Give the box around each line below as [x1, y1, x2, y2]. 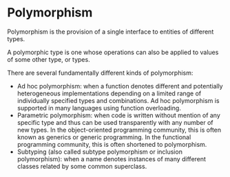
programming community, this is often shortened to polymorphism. [17, 140, 207, 148]
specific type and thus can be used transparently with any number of [17, 118, 213, 126]
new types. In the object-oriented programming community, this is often [17, 126, 222, 134]
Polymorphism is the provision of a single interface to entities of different [7, 27, 214, 36]
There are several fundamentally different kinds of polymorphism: [7, 69, 194, 77]
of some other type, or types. [7, 55, 91, 63]
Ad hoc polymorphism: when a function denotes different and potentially [17, 82, 223, 90]
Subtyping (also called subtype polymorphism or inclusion [17, 147, 182, 156]
